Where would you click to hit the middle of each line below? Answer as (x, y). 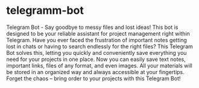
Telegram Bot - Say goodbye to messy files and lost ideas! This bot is (92, 27)
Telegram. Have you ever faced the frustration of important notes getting (96, 40)
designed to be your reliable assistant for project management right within (98, 33)
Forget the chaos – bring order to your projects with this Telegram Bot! (93, 78)
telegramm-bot (45, 11)
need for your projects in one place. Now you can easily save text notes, (96, 59)
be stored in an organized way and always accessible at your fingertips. (96, 72)
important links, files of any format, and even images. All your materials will (99, 65)
